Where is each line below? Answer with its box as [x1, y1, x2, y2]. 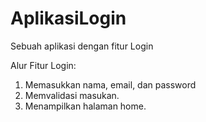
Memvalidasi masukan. [24, 89, 120, 101]
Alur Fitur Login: [10, 59, 77, 71]
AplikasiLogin [10, 7, 127, 30]
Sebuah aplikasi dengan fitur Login [10, 40, 154, 52]
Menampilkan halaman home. [24, 100, 147, 112]
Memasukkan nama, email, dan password [24, 78, 197, 91]
